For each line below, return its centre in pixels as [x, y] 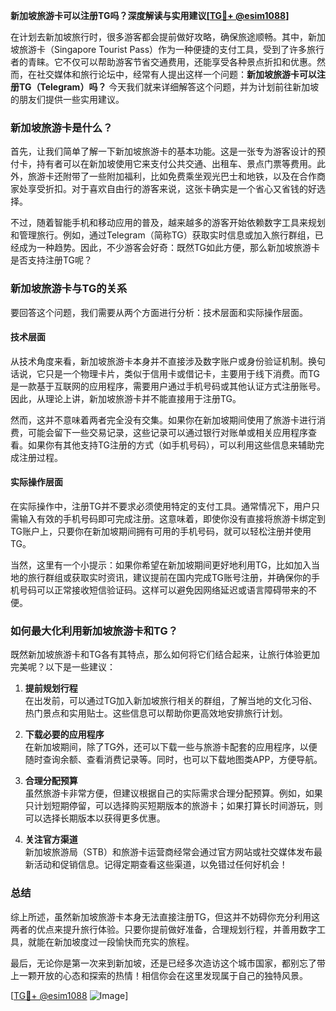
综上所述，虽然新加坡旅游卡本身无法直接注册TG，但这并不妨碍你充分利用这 [165, 916]
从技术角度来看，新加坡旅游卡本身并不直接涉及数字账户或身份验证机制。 [159, 361]
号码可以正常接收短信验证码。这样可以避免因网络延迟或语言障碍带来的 [163, 590]
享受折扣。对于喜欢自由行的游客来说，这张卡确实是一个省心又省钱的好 [172, 189]
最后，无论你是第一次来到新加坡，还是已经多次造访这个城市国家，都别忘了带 [168, 963]
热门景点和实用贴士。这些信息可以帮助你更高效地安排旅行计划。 [156, 713]
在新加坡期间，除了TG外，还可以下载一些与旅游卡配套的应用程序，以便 [171, 747]
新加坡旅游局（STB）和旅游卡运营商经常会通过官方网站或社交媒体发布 [169, 852]
